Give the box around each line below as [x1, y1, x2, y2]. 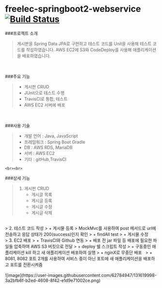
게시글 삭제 [31, 210, 52, 216]
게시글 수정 [31, 203, 52, 209]
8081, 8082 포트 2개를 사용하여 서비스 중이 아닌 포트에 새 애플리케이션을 [5, 255, 143, 261]
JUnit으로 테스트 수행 [24, 90, 65, 96]
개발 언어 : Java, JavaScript [24, 133, 78, 139]
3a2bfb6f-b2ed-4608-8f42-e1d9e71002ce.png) [5, 277, 101, 283]
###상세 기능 [5, 175, 30, 181]
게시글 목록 [31, 191, 52, 197]
